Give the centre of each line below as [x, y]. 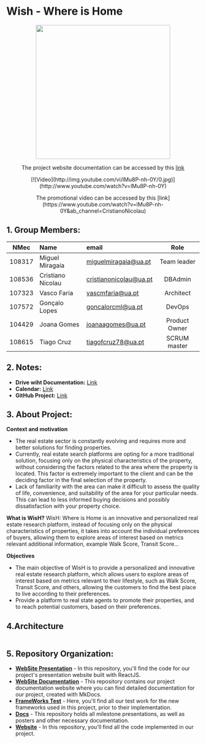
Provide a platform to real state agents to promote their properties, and [105, 600]
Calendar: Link [34, 389]
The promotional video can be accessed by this [96, 198]
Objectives [21, 556]
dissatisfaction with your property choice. [68, 506]
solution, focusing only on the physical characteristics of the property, [104, 461]
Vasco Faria [56, 293]
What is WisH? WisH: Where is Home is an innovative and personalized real [102, 518]
